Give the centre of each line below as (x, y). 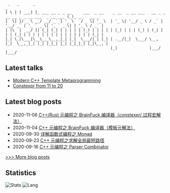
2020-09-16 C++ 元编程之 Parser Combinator (60, 147)
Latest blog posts (33, 102)
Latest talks (24, 68)
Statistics (21, 173)
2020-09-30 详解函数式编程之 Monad (52, 134)
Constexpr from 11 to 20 (38, 86)
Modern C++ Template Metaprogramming (57, 80)
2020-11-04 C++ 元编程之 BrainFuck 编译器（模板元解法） (74, 127)
